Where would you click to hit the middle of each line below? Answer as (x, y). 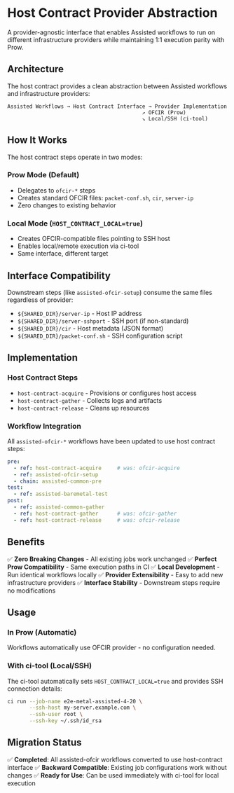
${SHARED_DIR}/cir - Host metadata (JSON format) (90, 328)
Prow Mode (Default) (43, 175)
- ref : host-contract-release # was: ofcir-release (97, 520)
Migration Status (44, 743)
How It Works (37, 140)
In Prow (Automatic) (42, 632)
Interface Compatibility (59, 276)
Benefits (26, 542)
